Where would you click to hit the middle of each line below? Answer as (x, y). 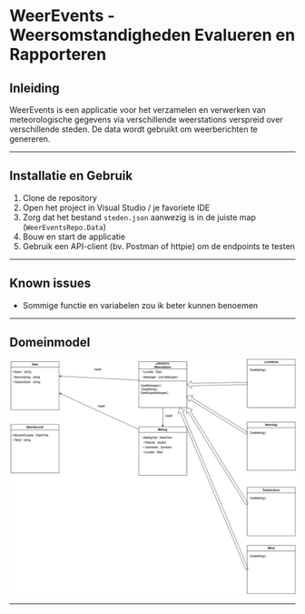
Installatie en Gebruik (71, 176)
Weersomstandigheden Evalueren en (152, 35)
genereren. (30, 139)
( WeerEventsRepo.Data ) (64, 226)
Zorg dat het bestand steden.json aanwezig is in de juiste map (139, 217)
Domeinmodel (50, 342)
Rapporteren (58, 55)
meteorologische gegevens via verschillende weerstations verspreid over (146, 120)
